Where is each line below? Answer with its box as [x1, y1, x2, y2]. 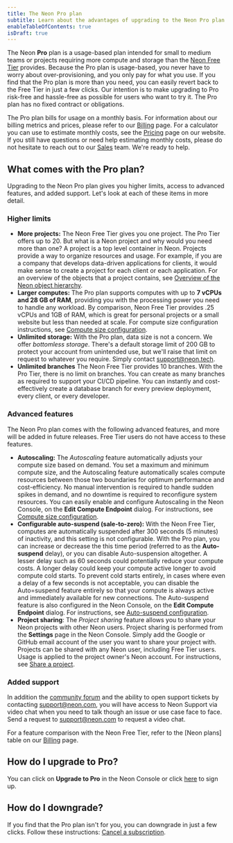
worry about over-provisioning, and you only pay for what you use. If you [7, 71, 216, 79]
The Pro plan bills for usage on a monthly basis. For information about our [7, 114, 218, 122]
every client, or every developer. [17, 392, 110, 400]
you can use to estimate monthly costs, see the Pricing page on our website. [7, 128, 226, 137]
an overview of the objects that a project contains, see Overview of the [17, 274, 221, 282]
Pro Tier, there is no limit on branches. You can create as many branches [17, 369, 225, 378]
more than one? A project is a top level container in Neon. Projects [17, 244, 207, 253]
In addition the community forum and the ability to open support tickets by [7, 692, 219, 701]
